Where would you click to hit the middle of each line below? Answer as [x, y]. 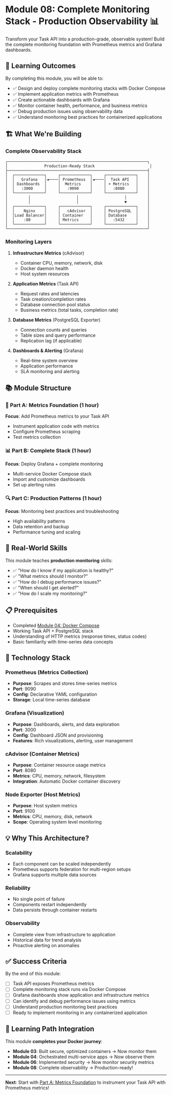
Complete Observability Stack [44, 151]
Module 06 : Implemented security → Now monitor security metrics [83, 1062]
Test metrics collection [37, 437]
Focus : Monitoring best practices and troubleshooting [62, 511]
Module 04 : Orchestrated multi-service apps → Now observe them [83, 1057]
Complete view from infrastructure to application [64, 934]
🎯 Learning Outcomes [40, 66]
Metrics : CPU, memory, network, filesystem [59, 776]
